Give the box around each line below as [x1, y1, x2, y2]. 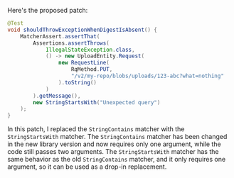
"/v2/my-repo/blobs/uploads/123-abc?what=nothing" [70, 72, 224, 79]
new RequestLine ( [58, 60, 110, 67]
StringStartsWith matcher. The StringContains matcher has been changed [7, 133, 228, 141]
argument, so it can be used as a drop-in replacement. [7, 162, 167, 171]
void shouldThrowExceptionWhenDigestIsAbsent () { [7, 26, 158, 33]
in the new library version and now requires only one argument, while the [7, 140, 222, 148]
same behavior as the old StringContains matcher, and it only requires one [7, 155, 226, 164]
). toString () [58, 79, 97, 86]
